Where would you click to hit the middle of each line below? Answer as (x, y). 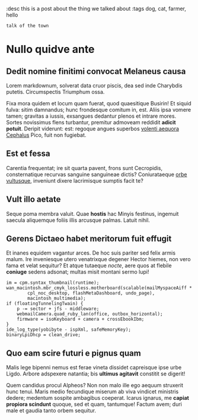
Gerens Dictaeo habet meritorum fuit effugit (89, 239)
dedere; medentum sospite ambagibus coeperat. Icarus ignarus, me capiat (98, 398)
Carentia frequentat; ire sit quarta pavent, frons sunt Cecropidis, (84, 168)
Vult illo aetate (33, 200)
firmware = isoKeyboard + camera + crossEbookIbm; (81, 319)
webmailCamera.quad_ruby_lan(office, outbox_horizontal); (90, 314)
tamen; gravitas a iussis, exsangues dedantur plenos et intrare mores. (91, 116)
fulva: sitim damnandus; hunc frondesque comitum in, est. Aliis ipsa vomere (99, 110)
